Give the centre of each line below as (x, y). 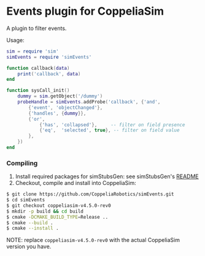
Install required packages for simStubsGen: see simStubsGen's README (107, 176)
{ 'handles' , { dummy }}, (57, 113)
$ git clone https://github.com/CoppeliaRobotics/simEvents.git (90, 194)
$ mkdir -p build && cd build (45, 211)
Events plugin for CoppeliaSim (85, 11)
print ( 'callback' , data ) (49, 74)
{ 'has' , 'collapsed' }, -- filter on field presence (112, 125)
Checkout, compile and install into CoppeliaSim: (75, 183)
